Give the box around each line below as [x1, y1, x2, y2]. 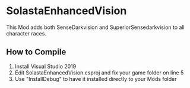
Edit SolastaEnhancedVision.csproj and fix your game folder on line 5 [14, 69, 184, 76]
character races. [6, 30, 46, 37]
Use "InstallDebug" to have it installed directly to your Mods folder [14, 75, 177, 82]
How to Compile [6, 47, 66, 57]
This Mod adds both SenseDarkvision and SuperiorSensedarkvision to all [6, 24, 185, 31]
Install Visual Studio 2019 [14, 63, 77, 70]
